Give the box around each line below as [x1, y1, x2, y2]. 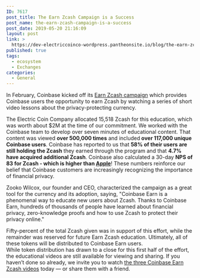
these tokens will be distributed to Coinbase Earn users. [6, 240, 143, 247]
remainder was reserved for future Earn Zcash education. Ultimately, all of [6, 233, 188, 241]
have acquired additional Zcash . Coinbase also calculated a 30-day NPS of [6, 154, 193, 161]
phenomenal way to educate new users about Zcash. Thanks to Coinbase [6, 197, 187, 204]
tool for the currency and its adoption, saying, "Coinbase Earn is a [6, 190, 168, 198]
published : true [6, 48, 46, 54]
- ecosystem [11, 58, 42, 64]
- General [11, 75, 36, 81]
